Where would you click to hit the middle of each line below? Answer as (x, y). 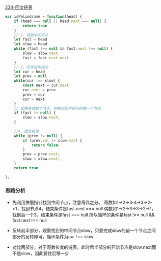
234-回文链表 (19, 7)
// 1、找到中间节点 (31, 35)
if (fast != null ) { (35, 113)
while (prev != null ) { (38, 136)
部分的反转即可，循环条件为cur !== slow (53, 236)
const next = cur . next (46, 85)
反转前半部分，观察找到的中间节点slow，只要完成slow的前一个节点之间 (84, 230)
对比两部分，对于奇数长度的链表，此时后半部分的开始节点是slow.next (82, 247)
